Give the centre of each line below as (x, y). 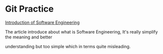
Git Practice (29, 9)
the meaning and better (29, 37)
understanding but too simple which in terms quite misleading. (68, 46)
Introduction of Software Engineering (42, 22)
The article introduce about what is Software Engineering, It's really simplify (81, 32)
